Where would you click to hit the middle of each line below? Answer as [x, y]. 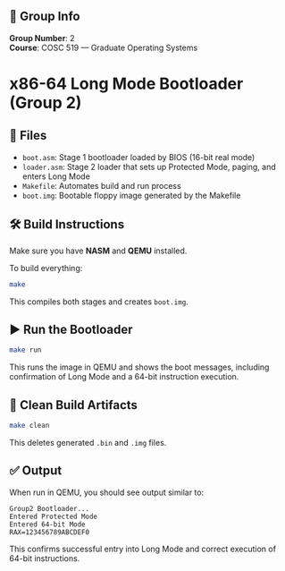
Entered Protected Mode [54, 516]
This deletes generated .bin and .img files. [88, 442]
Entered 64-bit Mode [48, 524]
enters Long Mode [56, 176]
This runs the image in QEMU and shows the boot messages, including [139, 367]
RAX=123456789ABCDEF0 [50, 532]
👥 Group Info [45, 17]
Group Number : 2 [42, 38]
